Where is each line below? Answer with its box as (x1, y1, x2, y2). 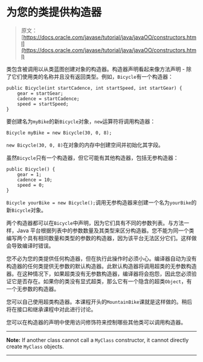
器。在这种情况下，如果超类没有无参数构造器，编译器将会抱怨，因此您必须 (6, 270, 192, 277)
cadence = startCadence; (17, 95, 80, 102)
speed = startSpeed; (17, 101, 69, 107)
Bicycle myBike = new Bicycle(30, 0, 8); (6, 130, 112, 136)
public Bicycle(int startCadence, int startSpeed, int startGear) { (6, 85, 182, 91)
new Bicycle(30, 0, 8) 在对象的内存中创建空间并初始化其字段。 (6, 141, 164, 149)
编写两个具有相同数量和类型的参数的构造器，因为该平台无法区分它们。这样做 (6, 234, 197, 241)
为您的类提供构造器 (6, 5, 102, 19)
